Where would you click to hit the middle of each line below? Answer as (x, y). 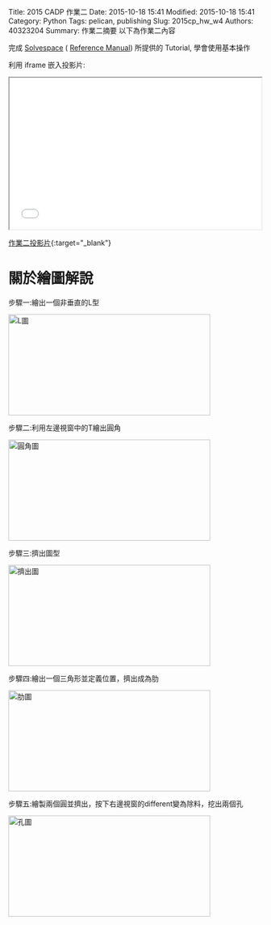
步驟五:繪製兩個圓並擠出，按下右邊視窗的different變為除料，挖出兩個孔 (126, 804)
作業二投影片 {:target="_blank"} (60, 243)
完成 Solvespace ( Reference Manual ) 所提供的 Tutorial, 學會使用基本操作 (129, 48)
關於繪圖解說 (51, 279)
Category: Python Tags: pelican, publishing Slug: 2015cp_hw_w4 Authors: (131, 21)
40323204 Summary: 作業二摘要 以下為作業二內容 (92, 30)
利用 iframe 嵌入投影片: (47, 65)
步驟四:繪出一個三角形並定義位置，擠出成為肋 (84, 678)
